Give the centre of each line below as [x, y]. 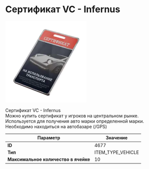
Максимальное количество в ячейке [49, 159]
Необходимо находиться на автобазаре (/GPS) [56, 126]
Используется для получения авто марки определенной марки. [75, 121]
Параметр [49, 138]
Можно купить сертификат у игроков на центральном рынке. [72, 116]
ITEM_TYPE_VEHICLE [117, 152]
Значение [117, 138]
